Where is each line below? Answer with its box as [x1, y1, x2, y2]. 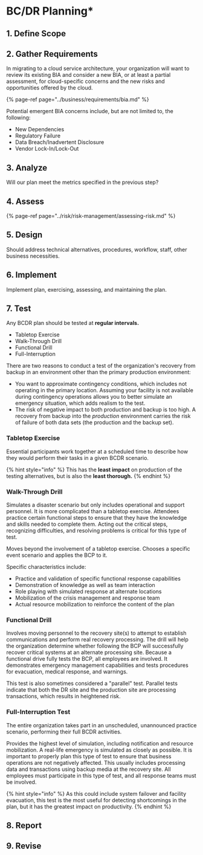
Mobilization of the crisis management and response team [14, 594, 160, 601]
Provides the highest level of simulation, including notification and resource [6, 739, 194, 747]
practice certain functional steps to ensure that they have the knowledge [6, 514, 187, 522]
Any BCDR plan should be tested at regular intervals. [6, 319, 140, 327]
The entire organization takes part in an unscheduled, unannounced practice [6, 721, 198, 729]
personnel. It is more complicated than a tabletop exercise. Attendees [6, 508, 179, 515]
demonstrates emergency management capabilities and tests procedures [6, 661, 188, 669]
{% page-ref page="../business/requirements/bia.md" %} [6, 96, 149, 103]
